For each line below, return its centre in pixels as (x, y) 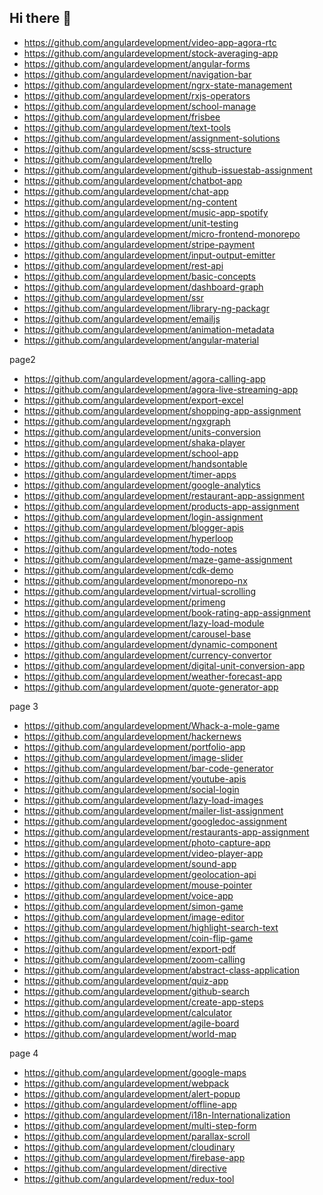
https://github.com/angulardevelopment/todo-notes (130, 548)
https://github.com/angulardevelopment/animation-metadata (149, 329)
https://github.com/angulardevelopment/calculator (127, 1012)
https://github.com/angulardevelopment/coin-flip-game (138, 938)
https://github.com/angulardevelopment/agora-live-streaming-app (161, 389)
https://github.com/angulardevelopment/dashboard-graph (143, 287)
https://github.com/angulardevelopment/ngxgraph (127, 421)
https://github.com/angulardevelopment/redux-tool (129, 1178)
